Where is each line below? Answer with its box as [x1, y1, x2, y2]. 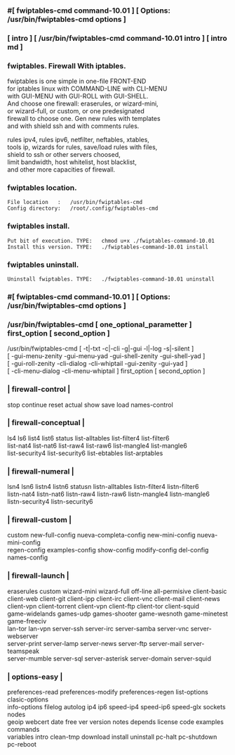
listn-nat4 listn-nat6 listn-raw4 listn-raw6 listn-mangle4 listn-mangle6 [7, 490, 210, 498]
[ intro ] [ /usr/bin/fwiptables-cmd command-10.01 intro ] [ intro [7, 33, 227, 43]
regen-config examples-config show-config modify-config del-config [7, 546, 209, 554]
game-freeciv [7, 616, 47, 625]
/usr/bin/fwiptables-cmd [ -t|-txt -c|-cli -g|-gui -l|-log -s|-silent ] [7, 344, 194, 353]
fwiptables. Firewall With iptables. [7, 61, 126, 70]
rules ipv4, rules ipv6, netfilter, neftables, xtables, [7, 136, 149, 144]
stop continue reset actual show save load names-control [7, 400, 173, 409]
